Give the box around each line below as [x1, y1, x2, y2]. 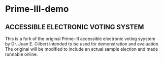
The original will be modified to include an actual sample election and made [5, 46, 159, 52]
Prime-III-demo [5, 3, 69, 15]
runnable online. [5, 51, 38, 57]
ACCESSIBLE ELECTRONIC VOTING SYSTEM [5, 23, 144, 31]
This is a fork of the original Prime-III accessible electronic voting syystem [5, 36, 156, 41]
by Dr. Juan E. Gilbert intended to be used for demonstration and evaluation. [5, 41, 160, 47]
